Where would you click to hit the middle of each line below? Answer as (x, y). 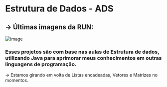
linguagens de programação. (41, 64)
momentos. (17, 81)
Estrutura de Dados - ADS (59, 9)
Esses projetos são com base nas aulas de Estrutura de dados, (82, 52)
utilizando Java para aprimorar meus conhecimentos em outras (83, 58)
